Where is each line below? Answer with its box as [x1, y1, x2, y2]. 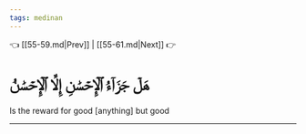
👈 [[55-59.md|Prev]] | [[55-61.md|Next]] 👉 [9, 38, 177, 50]
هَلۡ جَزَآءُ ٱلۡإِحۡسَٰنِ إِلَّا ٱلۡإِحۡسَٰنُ [9, 74, 150, 95]
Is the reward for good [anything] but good [9, 105, 170, 116]
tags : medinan [9, 13, 64, 23]
